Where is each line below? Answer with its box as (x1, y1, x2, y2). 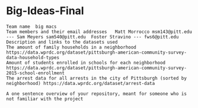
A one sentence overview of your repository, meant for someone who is (6, 90, 187, 97)
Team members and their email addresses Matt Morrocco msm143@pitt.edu (6, 28, 193, 35)
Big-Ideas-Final (6, 4, 84, 18)
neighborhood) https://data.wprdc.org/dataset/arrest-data (6, 80, 155, 86)
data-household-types (6, 54, 60, 60)
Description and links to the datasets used (6, 39, 118, 45)
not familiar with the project (6, 96, 84, 102)
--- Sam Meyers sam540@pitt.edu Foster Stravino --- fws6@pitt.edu (6, 34, 179, 40)
